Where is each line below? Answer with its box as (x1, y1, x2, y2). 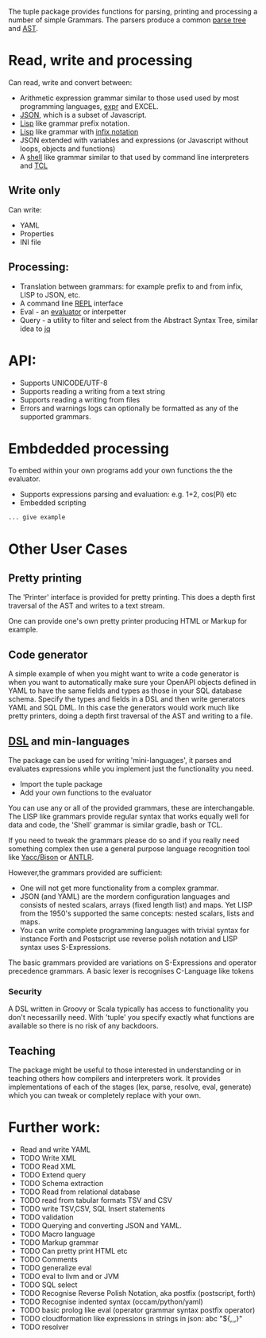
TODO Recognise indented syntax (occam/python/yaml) (19, 1297, 204, 1307)
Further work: (8, 1118, 101, 1137)
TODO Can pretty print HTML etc (19, 1247, 128, 1256)
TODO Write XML (19, 1153, 77, 1163)
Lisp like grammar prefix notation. (19, 119, 130, 128)
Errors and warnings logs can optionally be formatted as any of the (19, 403, 239, 413)
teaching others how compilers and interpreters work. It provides (8, 1074, 221, 1083)
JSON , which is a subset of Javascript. (19, 110, 147, 119)
